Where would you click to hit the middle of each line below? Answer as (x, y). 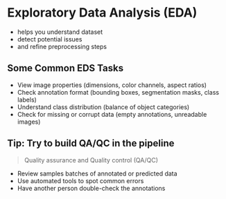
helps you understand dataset (60, 32)
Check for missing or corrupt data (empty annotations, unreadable (112, 114)
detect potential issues (50, 39)
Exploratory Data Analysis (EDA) (102, 13)
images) (29, 122)
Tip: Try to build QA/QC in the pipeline (91, 143)
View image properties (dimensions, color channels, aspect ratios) (112, 85)
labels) (27, 99)
